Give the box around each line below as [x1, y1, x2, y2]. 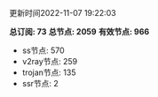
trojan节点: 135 [21, 67, 76, 78]
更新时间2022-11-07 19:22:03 [9, 8, 117, 18]
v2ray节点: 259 [21, 56, 78, 66]
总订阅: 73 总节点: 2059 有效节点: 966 [9, 26, 150, 37]
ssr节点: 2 [21, 78, 59, 88]
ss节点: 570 [21, 45, 65, 56]
